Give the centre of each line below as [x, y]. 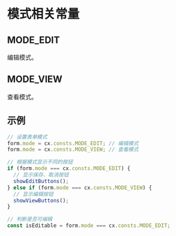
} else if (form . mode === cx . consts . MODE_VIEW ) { [80, 187]
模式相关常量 [44, 14]
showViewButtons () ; [41, 200]
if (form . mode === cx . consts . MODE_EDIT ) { [69, 169]
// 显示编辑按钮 [33, 194]
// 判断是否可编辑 [30, 219]
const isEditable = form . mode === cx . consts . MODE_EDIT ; [89, 226]
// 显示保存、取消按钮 [41, 175]
